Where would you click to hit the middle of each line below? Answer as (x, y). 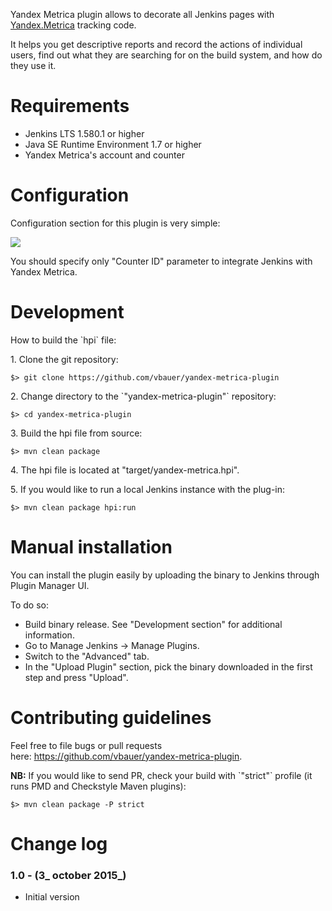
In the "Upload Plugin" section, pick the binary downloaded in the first (168, 666)
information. (49, 635)
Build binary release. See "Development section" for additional (153, 624)
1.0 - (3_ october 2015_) (68, 875)
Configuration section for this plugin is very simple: (115, 223)
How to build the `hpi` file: (63, 340)
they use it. (33, 65)
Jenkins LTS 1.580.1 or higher (84, 133)
